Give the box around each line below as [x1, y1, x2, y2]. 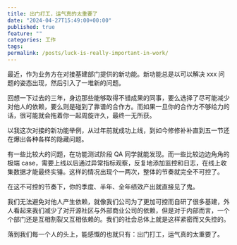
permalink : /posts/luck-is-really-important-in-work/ [7, 50, 169, 57]
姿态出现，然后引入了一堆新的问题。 [19, 78, 125, 87]
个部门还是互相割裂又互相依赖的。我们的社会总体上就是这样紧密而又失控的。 [7, 215, 230, 223]
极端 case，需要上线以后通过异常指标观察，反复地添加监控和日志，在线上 [7, 158, 221, 167]
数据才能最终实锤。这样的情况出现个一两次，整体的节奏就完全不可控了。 [13, 167, 224, 176]
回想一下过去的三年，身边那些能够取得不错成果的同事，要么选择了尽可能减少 [7, 93, 230, 102]
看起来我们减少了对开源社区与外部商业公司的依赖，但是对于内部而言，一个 [13, 206, 230, 215]
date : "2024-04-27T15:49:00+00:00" [7, 17, 112, 24]
